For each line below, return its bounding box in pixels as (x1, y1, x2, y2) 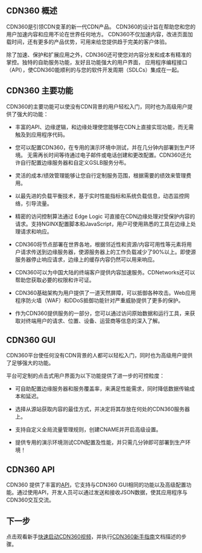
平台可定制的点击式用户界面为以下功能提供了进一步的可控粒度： (6, 372, 165, 380)
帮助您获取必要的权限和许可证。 (14, 276, 95, 283)
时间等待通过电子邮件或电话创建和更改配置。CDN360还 (48, 151, 186, 159)
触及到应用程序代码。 (14, 131, 68, 138)
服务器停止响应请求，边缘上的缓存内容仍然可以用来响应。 (14, 256, 158, 263)
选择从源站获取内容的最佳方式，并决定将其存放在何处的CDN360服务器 (14, 405, 190, 413)
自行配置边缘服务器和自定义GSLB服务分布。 (20, 159, 130, 166)
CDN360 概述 (6, 5, 58, 16)
